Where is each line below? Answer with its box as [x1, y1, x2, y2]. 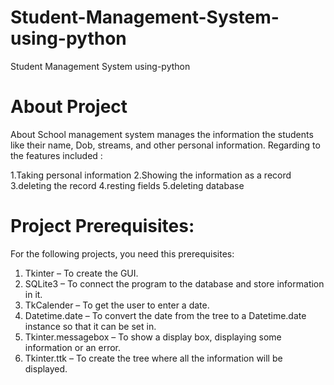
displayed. [24, 362, 68, 375]
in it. [24, 288, 43, 300]
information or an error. [24, 341, 121, 353]
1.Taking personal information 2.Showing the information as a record [10, 169, 292, 181]
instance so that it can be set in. [24, 320, 157, 332]
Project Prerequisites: [10, 215, 195, 238]
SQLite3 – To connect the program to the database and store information [24, 277, 325, 290]
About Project [10, 96, 128, 118]
